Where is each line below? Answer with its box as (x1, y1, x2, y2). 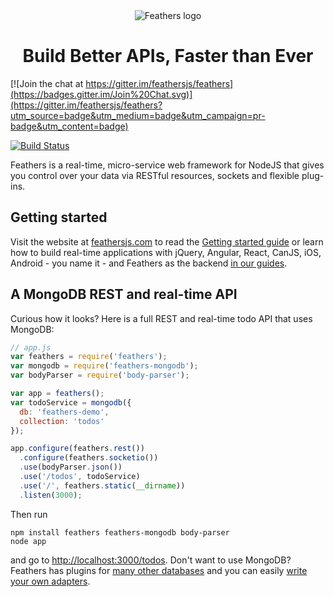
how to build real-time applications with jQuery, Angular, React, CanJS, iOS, (10, 246, 322, 258)
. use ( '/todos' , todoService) (19, 472, 141, 482)
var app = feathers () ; (10, 389, 105, 399)
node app (10, 536, 47, 546)
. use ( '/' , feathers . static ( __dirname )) (19, 480, 186, 491)
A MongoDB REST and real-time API (10, 286, 238, 303)
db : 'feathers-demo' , (19, 407, 110, 417)
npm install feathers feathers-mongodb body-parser (10, 527, 230, 538)
